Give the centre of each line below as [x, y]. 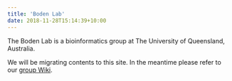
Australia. [21, 48]
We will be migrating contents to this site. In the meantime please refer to [115, 62]
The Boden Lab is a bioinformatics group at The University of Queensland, [116, 40]
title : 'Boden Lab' [36, 14]
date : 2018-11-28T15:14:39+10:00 [57, 21]
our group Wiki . [30, 70]
